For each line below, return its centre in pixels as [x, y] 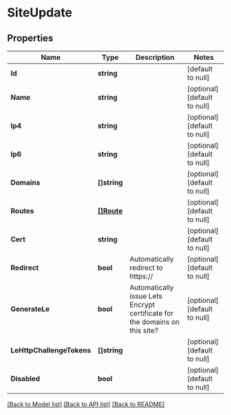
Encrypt [142, 305]
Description [155, 57]
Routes [22, 211]
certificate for [152, 313]
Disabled [25, 379]
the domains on [155, 322]
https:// [141, 276]
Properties [30, 38]
